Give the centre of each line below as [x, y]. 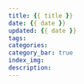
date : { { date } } [37, 23]
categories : [28, 46]
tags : [17, 38]
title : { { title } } [41, 16]
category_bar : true [41, 53]
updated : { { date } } [43, 30]
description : [30, 68]
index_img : [26, 61]
